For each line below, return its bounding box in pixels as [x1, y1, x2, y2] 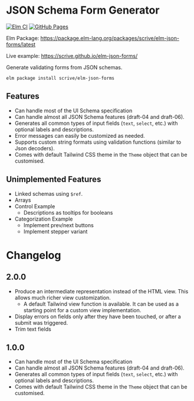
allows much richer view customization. [14, 294, 111, 301]
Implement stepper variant [23, 228, 88, 235]
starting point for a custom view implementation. [23, 306, 142, 313]
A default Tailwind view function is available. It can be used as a [23, 300, 179, 308]
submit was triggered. [14, 319, 68, 326]
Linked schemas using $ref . [14, 190, 83, 197]
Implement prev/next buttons [23, 221, 94, 228]
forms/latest [6, 41, 36, 48]
